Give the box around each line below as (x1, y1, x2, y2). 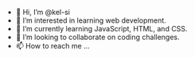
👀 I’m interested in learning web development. (15, 16, 167, 25)
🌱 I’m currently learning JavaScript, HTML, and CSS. (15, 24, 188, 33)
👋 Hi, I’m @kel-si (15, 8, 70, 16)
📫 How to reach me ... (15, 42, 90, 50)
